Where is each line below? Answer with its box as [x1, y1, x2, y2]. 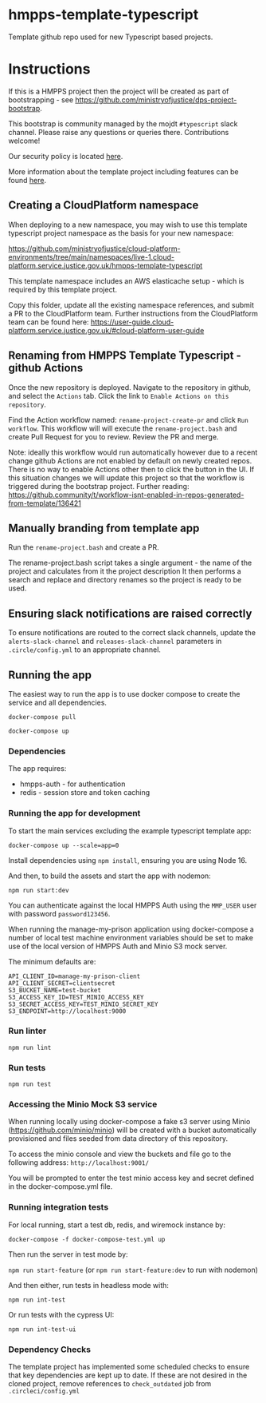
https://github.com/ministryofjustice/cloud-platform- [8, 244, 181, 253]
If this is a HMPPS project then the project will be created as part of [8, 86, 229, 96]
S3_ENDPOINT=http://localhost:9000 [8, 1007, 127, 1015]
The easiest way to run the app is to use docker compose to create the [8, 689, 241, 698]
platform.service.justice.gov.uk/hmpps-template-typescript [8, 260, 203, 270]
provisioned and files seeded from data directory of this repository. [8, 1134, 229, 1143]
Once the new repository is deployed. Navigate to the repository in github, [8, 382, 252, 392]
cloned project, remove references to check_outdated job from [8, 1379, 212, 1389]
